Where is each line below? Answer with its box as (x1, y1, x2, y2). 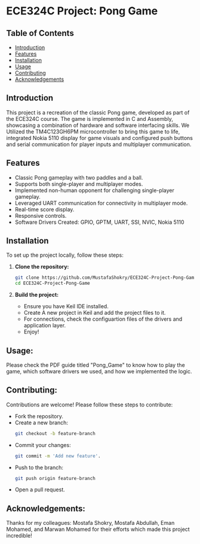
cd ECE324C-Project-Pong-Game (14, 280, 91, 287)
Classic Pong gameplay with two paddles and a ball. (14, 174, 143, 181)
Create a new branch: (14, 419, 69, 426)
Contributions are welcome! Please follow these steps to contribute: (6, 401, 173, 408)
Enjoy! (23, 328, 39, 336)
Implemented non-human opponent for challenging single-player (14, 187, 174, 194)
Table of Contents (6, 28, 75, 38)
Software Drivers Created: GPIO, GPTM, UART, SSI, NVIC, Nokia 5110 (14, 218, 184, 226)
